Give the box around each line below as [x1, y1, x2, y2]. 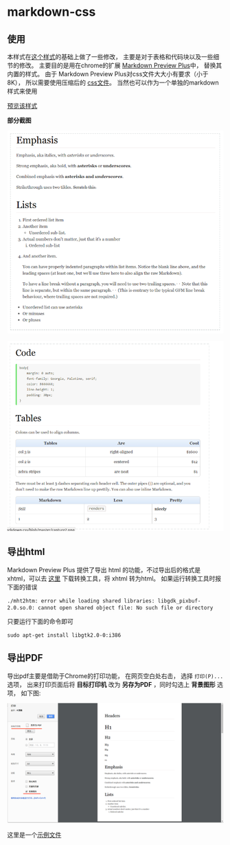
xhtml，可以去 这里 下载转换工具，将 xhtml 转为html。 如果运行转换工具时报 [7, 574, 222, 583]
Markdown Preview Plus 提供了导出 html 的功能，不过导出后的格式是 [7, 565, 201, 574]
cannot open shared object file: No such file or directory [37, 604, 214, 611]
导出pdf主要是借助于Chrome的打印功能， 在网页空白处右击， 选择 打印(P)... [7, 671, 224, 680]
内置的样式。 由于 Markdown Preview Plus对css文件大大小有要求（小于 [7, 70, 209, 78]
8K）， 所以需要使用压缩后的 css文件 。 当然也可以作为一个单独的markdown [7, 78, 220, 87]
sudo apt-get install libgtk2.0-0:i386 [7, 631, 122, 639]
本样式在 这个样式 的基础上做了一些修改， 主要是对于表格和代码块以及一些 [7, 53, 214, 60]
